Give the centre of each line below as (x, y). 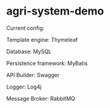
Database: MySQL (29, 51)
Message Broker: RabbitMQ (41, 98)
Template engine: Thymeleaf (42, 39)
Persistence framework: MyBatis (47, 63)
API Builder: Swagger (33, 75)
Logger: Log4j (24, 87)
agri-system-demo (55, 11)
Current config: (25, 28)
